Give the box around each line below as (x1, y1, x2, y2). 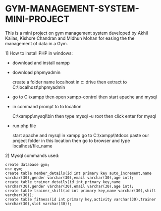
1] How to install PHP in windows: (5, 50, 73, 56)
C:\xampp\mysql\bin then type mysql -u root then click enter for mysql (12, 113, 157, 119)
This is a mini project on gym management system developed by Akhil (5, 30, 148, 36)
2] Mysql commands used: (5, 152, 59, 158)
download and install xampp (12, 60, 70, 66)
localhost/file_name (12, 142, 53, 149)
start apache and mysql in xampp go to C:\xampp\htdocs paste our (12, 132, 150, 138)
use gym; (5, 166, 23, 171)
